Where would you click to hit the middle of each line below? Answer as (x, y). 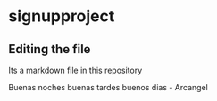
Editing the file (50, 49)
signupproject (62, 16)
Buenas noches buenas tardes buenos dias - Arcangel (108, 87)
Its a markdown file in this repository (75, 70)
